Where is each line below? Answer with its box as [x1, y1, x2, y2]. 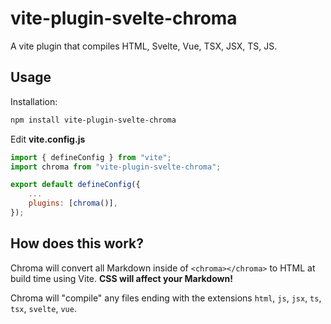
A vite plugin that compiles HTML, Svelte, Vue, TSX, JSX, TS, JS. [10, 40, 278, 52]
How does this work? [10, 235, 144, 252]
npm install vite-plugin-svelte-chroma [10, 115, 177, 125]
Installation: [10, 95, 58, 107]
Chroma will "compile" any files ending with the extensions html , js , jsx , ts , [10, 292, 322, 304]
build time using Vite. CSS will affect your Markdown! [10, 272, 233, 284]
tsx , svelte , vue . [10, 302, 77, 314]
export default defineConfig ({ [10, 180, 141, 190]
